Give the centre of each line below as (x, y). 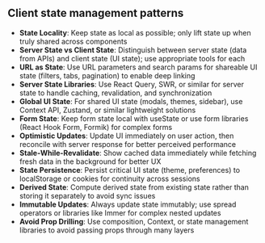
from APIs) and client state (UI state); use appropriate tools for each (132, 58)
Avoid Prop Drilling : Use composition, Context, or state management (134, 221)
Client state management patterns (96, 13)
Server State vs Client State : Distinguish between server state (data (133, 50)
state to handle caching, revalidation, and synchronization (116, 93)
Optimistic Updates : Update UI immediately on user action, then (126, 136)
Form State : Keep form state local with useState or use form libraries (134, 118)
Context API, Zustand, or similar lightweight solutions (107, 110)
